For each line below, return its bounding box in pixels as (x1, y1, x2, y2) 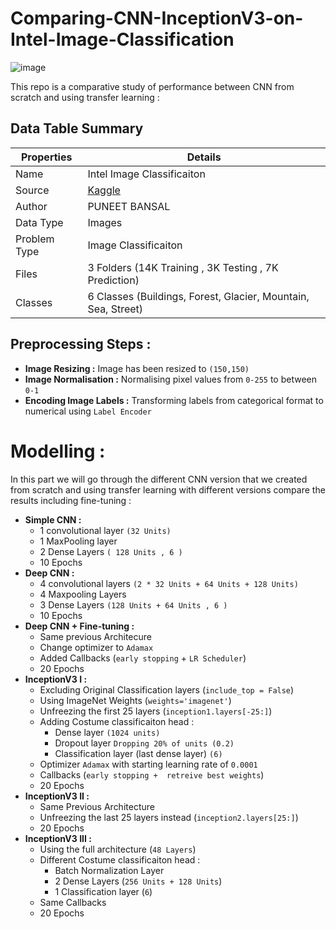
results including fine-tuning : (10, 494, 132, 506)
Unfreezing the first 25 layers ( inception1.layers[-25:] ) (39, 705, 273, 717)
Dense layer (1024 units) (54, 726, 161, 738)
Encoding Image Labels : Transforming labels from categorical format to (24, 394, 324, 406)
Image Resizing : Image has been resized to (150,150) (24, 362, 250, 374)
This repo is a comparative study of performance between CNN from (10, 80, 295, 92)
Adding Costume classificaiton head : (39, 715, 195, 727)
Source (15, 183, 50, 197)
